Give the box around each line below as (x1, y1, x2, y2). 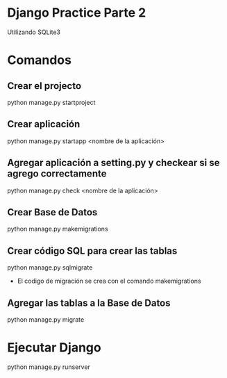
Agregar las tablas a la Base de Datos (7, 297, 171, 309)
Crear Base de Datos (7, 206, 98, 218)
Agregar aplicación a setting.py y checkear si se (7, 157, 220, 169)
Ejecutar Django (7, 340, 102, 356)
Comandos (7, 52, 72, 68)
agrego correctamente (7, 168, 107, 180)
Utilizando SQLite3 (7, 28, 61, 36)
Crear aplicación (7, 118, 81, 130)
